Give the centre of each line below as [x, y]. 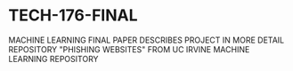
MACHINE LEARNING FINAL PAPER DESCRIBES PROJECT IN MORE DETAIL [146, 40]
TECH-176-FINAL [73, 16]
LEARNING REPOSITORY [53, 59]
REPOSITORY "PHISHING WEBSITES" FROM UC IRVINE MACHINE [129, 49]
